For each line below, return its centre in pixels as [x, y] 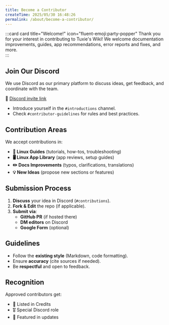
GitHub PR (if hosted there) [49, 217]
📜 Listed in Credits [32, 304]
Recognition [25, 282]
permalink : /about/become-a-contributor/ [50, 19]
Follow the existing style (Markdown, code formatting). [70, 256]
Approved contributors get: [33, 295]
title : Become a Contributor [36, 10]
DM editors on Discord [44, 222]
